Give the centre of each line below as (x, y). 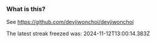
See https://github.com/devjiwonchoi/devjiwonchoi (70, 22)
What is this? (26, 9)
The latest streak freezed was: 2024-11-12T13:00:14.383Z (78, 34)
